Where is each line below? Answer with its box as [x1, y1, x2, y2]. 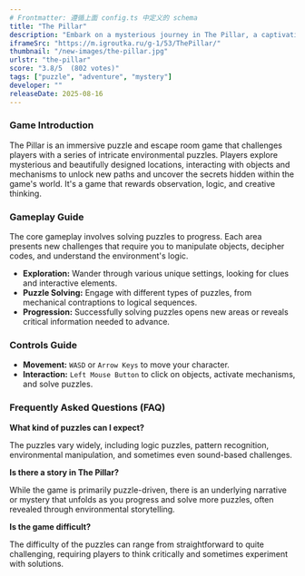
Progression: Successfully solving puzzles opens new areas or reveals [22, 307, 289, 317]
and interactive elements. [22, 278, 118, 288]
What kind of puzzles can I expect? [9, 422, 145, 433]
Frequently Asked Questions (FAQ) [9, 401, 166, 414]
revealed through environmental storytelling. [9, 503, 175, 514]
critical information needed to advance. [22, 317, 171, 327]
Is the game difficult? [9, 521, 92, 532]
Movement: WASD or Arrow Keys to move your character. [22, 359, 230, 370]
